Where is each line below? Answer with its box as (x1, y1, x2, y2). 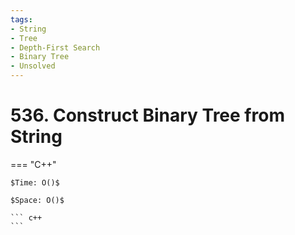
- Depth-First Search (10, 42, 101, 53)
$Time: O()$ (10, 177, 60, 188)
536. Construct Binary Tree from (10, 104, 285, 127)
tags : (10, 14, 33, 25)
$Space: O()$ (10, 195, 65, 205)
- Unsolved (10, 61, 56, 71)
